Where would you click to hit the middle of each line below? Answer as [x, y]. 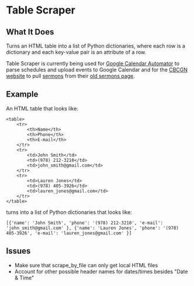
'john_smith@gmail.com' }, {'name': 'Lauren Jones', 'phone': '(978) [93, 228]
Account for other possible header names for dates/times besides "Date [101, 271]
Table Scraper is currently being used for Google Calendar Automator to [93, 63]
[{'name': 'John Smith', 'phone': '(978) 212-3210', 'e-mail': [85, 223]
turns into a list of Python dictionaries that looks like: [69, 212]
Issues [18, 251]
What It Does [30, 32]
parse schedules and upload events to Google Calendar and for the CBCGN [97, 70]
